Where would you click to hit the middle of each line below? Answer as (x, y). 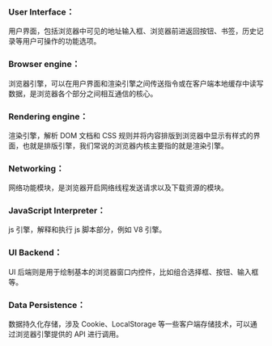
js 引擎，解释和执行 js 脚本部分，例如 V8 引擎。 (87, 230)
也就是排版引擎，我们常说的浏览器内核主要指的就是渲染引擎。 (125, 146)
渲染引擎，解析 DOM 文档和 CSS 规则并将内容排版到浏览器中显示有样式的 (131, 135)
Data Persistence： (47, 305)
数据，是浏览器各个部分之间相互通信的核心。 (83, 93)
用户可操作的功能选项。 (62, 41)
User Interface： (42, 11)
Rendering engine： (49, 116)
